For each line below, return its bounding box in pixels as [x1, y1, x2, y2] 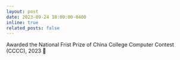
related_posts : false [6, 25, 60, 31]
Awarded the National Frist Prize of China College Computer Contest [6, 41, 175, 48]
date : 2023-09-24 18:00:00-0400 [6, 14, 86, 20]
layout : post [6, 8, 39, 15]
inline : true [6, 19, 39, 25]
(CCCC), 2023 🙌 [6, 48, 46, 55]
